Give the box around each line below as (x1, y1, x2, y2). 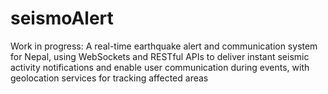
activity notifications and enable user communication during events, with (10, 61, 310, 73)
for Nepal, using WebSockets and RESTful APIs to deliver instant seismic (10, 50, 310, 62)
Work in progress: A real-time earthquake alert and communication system (10, 40, 318, 52)
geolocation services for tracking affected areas (10, 72, 209, 84)
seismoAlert (10, 7, 114, 30)
